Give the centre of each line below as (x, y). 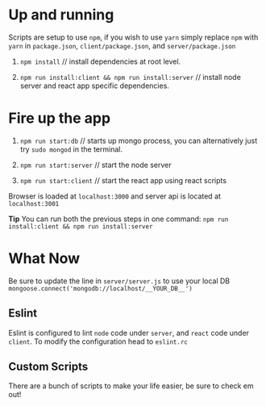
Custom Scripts (48, 367)
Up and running (61, 15)
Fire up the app (60, 118)
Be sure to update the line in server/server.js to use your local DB (119, 281)
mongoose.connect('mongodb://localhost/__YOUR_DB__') (101, 288)
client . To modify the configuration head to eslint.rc (98, 341)
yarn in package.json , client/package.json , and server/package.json (122, 45)
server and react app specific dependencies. (94, 86)
